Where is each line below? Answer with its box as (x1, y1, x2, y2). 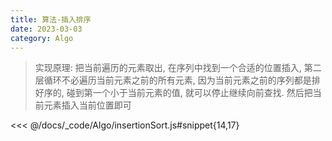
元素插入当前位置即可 (43, 99, 132, 111)
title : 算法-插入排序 (10, 14, 92, 25)
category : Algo (10, 33, 74, 43)
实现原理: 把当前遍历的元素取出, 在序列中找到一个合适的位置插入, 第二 (34, 62, 322, 74)
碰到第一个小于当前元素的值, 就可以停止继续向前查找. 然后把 (66, 87, 313, 99)
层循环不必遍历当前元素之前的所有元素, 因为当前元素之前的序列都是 (34, 74, 312, 86)
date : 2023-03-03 (10, 24, 83, 34)
